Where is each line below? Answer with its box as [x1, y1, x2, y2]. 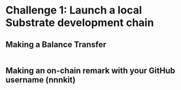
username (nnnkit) [5, 75, 76, 85]
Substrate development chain [5, 16, 154, 29]
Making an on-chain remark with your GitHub [5, 66, 176, 76]
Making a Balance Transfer [5, 39, 107, 49]
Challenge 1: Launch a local [5, 4, 143, 17]
